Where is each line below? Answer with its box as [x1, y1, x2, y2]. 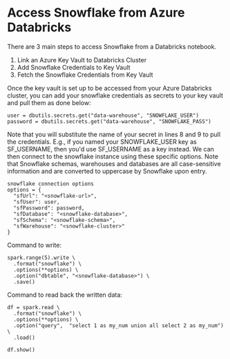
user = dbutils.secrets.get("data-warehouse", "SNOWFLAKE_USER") [7, 112, 199, 119]
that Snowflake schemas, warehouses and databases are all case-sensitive [7, 159, 221, 167]
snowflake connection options [7, 180, 95, 187]
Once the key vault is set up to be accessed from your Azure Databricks [7, 84, 212, 92]
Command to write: [7, 241, 62, 249]
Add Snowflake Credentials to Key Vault [17, 63, 131, 71]
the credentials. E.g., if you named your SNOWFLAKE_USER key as [7, 137, 197, 146]
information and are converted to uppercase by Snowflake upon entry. [7, 167, 207, 175]
